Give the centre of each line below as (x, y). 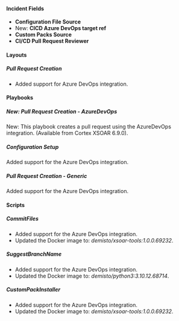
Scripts (16, 205)
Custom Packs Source (43, 35)
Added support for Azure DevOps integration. (71, 84)
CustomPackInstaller (33, 290)
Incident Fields (25, 8)
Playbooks (20, 98)
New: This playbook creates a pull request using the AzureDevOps (89, 127)
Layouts (17, 55)
